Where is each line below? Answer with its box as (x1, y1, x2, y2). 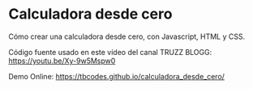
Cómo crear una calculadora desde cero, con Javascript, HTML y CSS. (8, 32, 246, 41)
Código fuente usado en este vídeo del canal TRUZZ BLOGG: (8, 47, 212, 57)
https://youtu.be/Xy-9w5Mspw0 (8, 56, 116, 66)
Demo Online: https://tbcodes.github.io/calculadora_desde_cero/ (8, 71, 225, 81)
